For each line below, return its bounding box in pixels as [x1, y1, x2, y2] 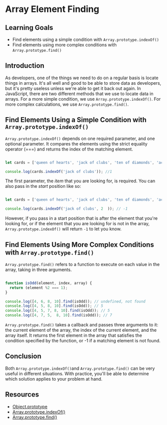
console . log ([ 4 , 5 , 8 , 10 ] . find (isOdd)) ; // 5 [5, 303, 103, 308]
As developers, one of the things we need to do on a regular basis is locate [5, 75, 159, 81]
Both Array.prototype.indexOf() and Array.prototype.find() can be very [5, 365, 155, 371]
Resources [5, 390, 39, 399]
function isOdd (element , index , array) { [5, 281, 92, 285]
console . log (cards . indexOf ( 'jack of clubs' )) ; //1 [5, 169, 112, 174]
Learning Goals [5, 23, 54, 32]
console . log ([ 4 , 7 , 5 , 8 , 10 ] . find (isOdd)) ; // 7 [5, 313, 112, 318]
